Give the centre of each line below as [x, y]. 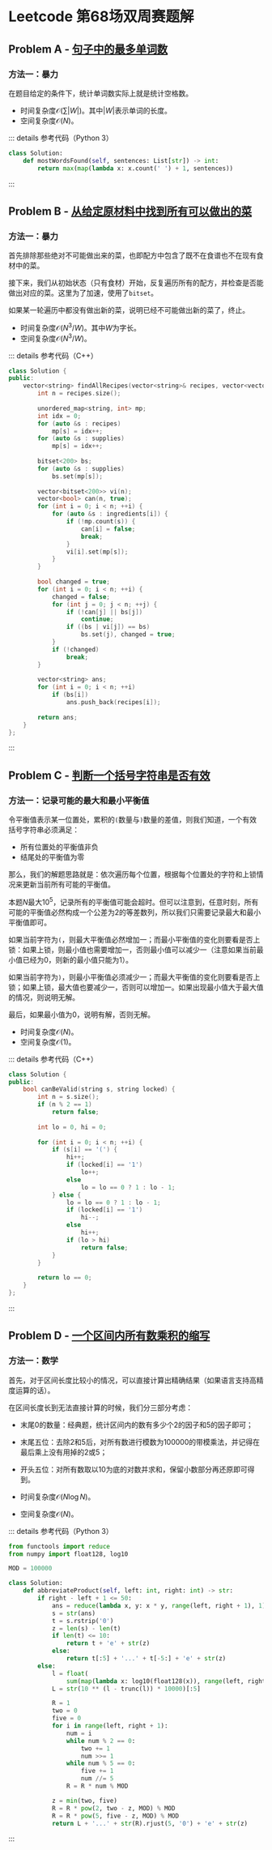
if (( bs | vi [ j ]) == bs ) [108, 627]
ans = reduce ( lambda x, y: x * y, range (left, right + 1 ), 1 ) [159, 1605]
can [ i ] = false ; [108, 529]
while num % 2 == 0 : [101, 1741]
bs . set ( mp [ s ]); [77, 476]
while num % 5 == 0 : [101, 1763]
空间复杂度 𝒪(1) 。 [48, 1041]
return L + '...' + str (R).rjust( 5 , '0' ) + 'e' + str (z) [150, 1823]
